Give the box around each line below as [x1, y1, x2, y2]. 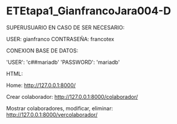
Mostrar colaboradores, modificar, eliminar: [6, 104, 113, 111]
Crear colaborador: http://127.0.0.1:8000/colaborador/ [6, 93, 138, 100]
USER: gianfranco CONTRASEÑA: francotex [6, 35, 115, 42]
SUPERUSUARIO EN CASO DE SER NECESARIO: [6, 24, 125, 31]
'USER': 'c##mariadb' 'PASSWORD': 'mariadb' [6, 58, 120, 66]
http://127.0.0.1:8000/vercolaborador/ [6, 111, 98, 118]
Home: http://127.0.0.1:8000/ [6, 82, 76, 89]
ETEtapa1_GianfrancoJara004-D [6, 4, 171, 18]
